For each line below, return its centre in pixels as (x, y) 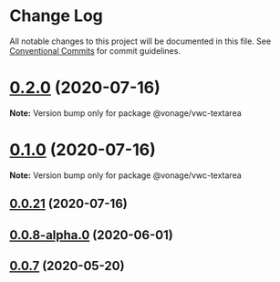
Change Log (56, 16)
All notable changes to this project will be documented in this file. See (140, 41)
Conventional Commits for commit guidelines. (95, 50)
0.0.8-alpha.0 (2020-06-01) (91, 235)
